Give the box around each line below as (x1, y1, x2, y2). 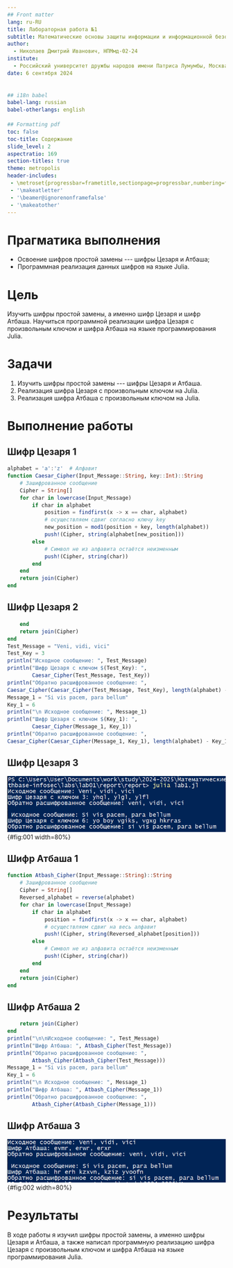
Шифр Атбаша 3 (7, 1120, 80, 1132)
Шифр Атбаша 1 (7, 853, 78, 864)
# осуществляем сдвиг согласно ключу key (44, 516, 166, 523)
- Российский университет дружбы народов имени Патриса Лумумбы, (13, 62, 207, 69)
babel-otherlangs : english (7, 106, 85, 114)
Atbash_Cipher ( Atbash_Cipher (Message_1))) (32, 1101, 157, 1108)
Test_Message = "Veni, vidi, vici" (7, 643, 110, 650)
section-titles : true (7, 158, 70, 164)
